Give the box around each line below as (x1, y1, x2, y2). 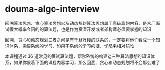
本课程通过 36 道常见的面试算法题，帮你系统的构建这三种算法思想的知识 (5, 53, 151, 59)
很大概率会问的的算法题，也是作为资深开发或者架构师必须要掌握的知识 (9, 26, 151, 32)
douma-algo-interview (5, 3, 100, 15)
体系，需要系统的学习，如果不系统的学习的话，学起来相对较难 (9, 43, 134, 48)
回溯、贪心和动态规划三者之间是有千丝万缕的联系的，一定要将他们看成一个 (5, 37, 156, 43)
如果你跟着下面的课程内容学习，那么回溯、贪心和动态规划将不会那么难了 (13, 59, 160, 65)
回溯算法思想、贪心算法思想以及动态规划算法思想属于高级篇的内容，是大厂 (5, 20, 156, 26)
